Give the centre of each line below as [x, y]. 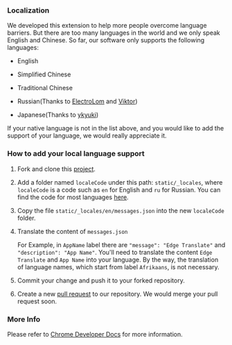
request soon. [37, 301]
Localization [28, 10]
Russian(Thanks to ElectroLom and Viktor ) [77, 101]
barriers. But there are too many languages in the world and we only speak [114, 33]
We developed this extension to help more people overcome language [107, 26]
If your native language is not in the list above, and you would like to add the [116, 128]
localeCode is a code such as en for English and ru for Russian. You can [119, 190]
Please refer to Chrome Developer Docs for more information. [95, 334]
